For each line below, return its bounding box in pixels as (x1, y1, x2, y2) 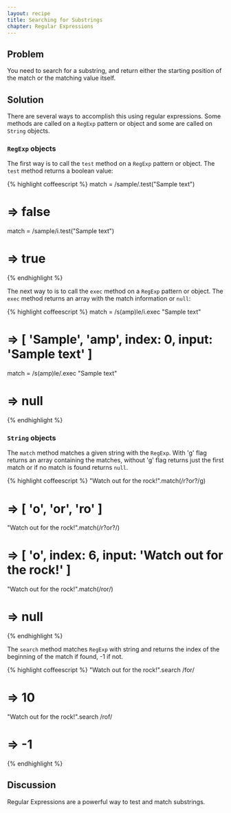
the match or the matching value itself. (7, 74, 115, 83)
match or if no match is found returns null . (7, 464, 129, 472)
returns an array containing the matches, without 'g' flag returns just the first (7, 456, 224, 464)
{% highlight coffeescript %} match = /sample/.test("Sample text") (7, 180, 195, 188)
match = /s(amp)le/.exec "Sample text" (7, 369, 118, 378)
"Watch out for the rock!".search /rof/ (7, 713, 113, 721)
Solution (7, 94, 44, 105)
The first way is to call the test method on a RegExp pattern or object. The (7, 160, 215, 168)
